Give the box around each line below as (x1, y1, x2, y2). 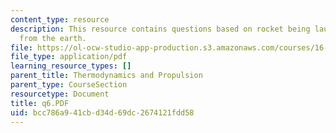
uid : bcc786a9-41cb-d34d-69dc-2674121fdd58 (10, 107, 195, 118)
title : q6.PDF (10, 98, 70, 108)
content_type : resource (10, 14, 110, 25)
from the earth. (19, 33, 87, 43)
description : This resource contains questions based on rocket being (10, 24, 311, 34)
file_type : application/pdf (10, 52, 128, 62)
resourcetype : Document (10, 89, 110, 99)
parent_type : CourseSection (10, 80, 128, 90)
